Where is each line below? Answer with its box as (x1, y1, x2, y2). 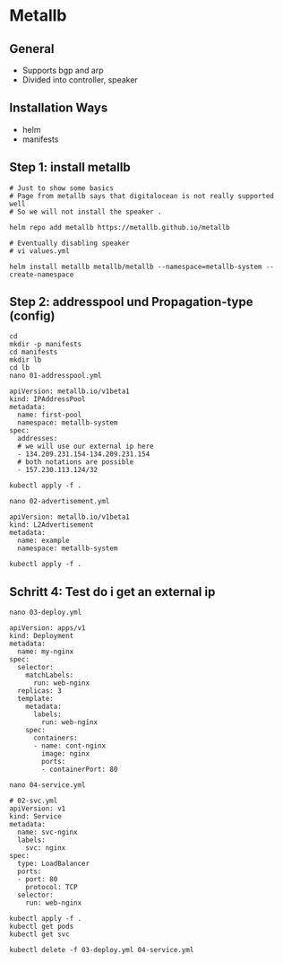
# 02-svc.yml (9, 796, 58, 806)
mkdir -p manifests (9, 340, 82, 349)
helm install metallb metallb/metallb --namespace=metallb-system (9, 262, 262, 271)
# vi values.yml (9, 246, 70, 256)
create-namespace (9, 270, 74, 279)
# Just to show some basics (9, 183, 115, 193)
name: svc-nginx (17, 827, 78, 837)
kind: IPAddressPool (9, 395, 87, 404)
